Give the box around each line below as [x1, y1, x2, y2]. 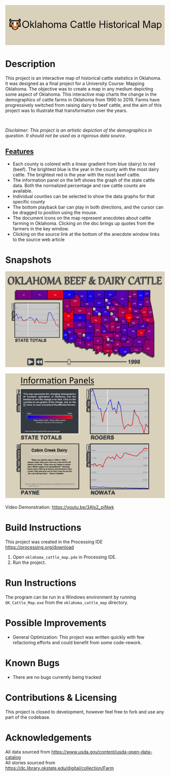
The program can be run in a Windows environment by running [5, 594, 137, 600]
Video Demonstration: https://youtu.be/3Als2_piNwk [5, 504, 114, 511]
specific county [12, 198, 46, 204]
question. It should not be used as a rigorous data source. [5, 132, 126, 138]
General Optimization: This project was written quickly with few [12, 634, 145, 640]
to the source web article [12, 236, 65, 243]
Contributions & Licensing [5, 692, 117, 704]
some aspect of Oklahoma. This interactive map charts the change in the [5, 91, 157, 97]
